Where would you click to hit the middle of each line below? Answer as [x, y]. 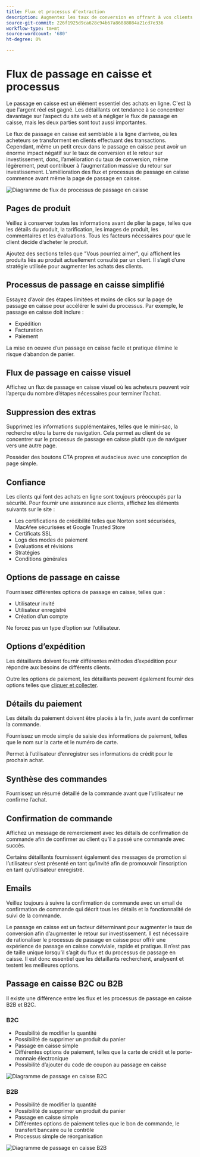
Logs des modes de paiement [51, 540]
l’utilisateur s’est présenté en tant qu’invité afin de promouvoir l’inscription [97, 864]
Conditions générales [41, 559]
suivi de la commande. [34, 915]
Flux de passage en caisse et [79, 74]
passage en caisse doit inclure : [45, 312]
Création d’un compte [41, 616]
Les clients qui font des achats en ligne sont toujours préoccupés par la [94, 496]
